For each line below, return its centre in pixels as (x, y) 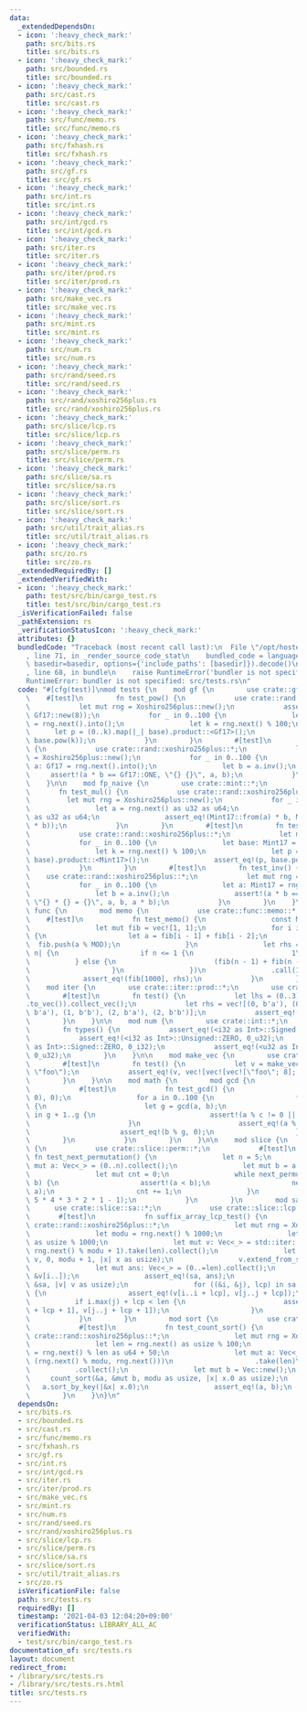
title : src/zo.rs (59, 562)
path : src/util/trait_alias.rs (85, 528)
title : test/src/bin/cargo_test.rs (94, 605)
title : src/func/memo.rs (73, 129)
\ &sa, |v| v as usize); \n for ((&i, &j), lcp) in (155, 1285)
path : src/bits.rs (61, 43)
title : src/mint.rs (63, 333)
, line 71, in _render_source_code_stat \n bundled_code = (144, 656)
